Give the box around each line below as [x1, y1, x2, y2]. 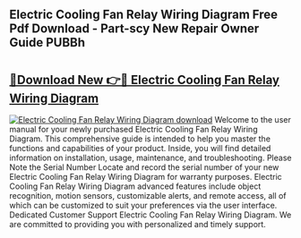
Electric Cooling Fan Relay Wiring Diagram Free [9, 7, 279, 22]
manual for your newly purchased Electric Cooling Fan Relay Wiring [9, 124, 258, 134]
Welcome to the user [214, 115, 291, 124]
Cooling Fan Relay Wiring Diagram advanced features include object [9, 181, 262, 191]
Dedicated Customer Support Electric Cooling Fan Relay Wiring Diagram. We [9, 209, 292, 220]
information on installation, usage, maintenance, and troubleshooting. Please [9, 152, 292, 163]
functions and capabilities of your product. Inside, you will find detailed [9, 143, 271, 153]
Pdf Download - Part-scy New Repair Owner [9, 21, 260, 37]
